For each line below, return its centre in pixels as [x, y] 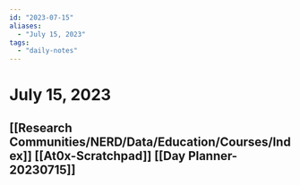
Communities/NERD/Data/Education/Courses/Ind [150, 142]
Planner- [213, 156]
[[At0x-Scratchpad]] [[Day [110, 156]
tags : [19, 42]
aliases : [26, 26]
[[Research [41, 127]
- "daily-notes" [47, 51]
